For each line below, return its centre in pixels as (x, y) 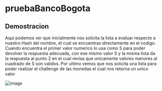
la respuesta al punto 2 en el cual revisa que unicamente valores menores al (81, 58)
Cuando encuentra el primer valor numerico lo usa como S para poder (75, 48)
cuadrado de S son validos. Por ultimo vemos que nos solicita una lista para (81, 64)
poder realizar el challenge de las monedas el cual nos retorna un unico (77, 69)
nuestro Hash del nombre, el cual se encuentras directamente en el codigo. (81, 43)
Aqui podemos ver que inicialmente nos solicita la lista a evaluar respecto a (80, 38)
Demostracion (27, 26)
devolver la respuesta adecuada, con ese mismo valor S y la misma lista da (80, 53)
